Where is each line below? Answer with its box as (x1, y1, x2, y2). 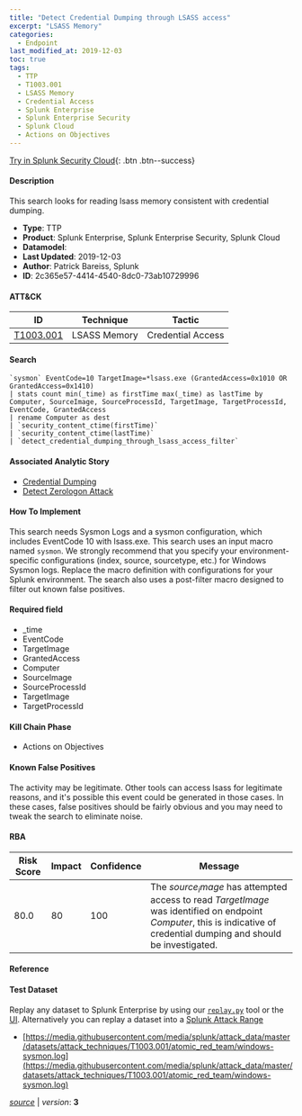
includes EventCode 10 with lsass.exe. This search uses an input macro (9, 535, 274, 546)
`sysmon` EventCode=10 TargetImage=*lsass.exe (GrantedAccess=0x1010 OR (9, 374, 288, 383)
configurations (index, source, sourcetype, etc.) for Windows (40, 554, 267, 565)
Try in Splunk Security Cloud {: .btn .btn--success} (9, 155, 196, 166)
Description (9, 175, 55, 186)
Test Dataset (9, 985, 58, 995)
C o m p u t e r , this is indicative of (150, 915, 277, 928)
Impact (50, 859, 83, 872)
